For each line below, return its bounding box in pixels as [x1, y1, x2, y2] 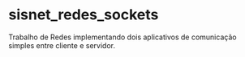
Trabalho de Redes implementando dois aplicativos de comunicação [8, 32, 237, 42]
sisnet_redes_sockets [8, 6, 159, 24]
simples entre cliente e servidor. [8, 40, 116, 50]
